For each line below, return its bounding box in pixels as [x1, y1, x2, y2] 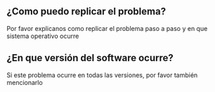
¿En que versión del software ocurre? [6, 52, 174, 64]
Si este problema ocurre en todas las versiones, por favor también [6, 70, 198, 79]
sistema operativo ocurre [6, 32, 79, 40]
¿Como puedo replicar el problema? [6, 6, 167, 18]
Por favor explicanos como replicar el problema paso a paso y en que [6, 24, 208, 32]
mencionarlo [6, 78, 43, 86]
